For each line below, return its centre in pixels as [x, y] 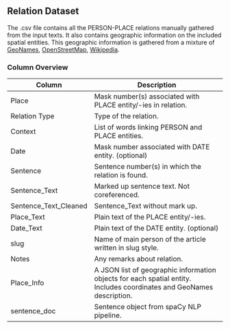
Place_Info [27, 283]
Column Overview [38, 67]
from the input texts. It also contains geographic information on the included [114, 35]
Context [23, 131]
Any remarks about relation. [139, 259]
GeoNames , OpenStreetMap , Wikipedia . [63, 49]
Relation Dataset [43, 11]
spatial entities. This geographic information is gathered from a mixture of [111, 42]
